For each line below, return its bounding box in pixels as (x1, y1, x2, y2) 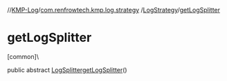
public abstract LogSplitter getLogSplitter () (7, 65, 127, 74)
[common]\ (7, 52, 39, 60)
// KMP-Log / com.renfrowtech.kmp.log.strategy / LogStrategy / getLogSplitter (7, 6, 220, 14)
